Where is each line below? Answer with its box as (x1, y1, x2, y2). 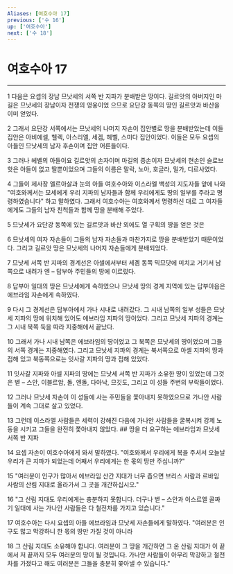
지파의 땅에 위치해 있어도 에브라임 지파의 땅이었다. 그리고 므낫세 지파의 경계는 (14, 314, 224, 322)
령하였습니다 (7, 197, 42, 205)
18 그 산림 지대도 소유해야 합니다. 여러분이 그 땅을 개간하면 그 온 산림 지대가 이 (7, 542, 218, 550)
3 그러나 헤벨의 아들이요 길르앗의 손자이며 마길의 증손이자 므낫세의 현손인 (7, 157, 206, 165)
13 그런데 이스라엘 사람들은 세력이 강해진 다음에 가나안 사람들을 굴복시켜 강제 (7, 417, 215, 425)
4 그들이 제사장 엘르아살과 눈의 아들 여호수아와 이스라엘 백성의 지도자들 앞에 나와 (7, 180, 226, 188)
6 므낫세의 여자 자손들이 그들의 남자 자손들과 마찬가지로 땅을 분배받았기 (7, 235, 200, 243)
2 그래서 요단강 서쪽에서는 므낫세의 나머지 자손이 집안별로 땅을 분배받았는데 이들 (7, 124, 224, 132)
